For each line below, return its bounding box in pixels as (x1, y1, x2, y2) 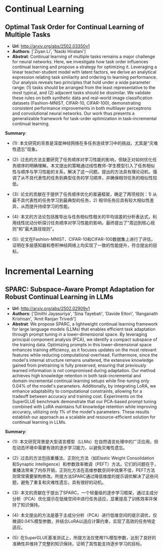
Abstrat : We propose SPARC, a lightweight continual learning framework (12, 321, 158, 327)
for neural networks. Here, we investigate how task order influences (12, 59, 148, 64)
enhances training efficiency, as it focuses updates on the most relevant (12, 347, 157, 353)
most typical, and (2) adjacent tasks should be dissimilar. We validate (12, 90, 151, 95)
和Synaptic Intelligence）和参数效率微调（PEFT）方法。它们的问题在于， (12, 461, 159, 467)
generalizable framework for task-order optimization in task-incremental (12, 116, 157, 121)
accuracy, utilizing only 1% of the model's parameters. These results (12, 409, 149, 414)
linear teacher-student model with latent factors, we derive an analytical (12, 69, 157, 75)
